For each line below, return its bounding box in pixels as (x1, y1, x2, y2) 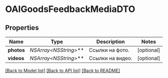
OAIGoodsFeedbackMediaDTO (5, 3, 135, 15)
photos (8, 46, 25, 53)
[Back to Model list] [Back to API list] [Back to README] (5, 67, 120, 73)
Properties (5, 23, 39, 32)
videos (8, 55, 25, 61)
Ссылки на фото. (88, 46, 129, 53)
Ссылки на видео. (88, 55, 133, 61)
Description (96, 38, 125, 45)
